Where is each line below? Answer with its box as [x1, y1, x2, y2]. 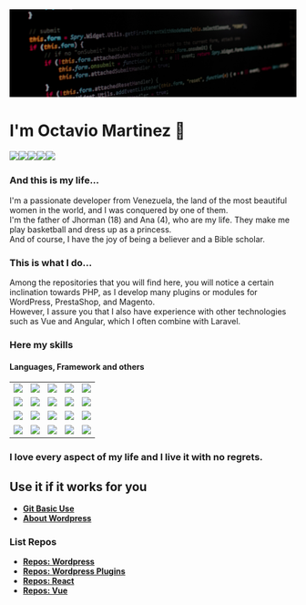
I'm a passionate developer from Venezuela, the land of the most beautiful [9, 195, 288, 206]
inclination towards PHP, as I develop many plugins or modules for [9, 287, 258, 298]
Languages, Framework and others [9, 361, 145, 372]
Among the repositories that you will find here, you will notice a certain [9, 277, 275, 288]
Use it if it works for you [9, 478, 148, 495]
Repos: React [22, 576, 75, 587]
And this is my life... [9, 174, 100, 187]
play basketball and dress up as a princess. [9, 223, 172, 235]
